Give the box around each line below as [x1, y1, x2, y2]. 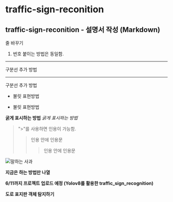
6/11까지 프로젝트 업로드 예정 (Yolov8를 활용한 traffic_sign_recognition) [5, 180, 153, 186]
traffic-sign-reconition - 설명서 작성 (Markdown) [5, 25, 161, 34]
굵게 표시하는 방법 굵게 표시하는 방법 [5, 115, 78, 121]
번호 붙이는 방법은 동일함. [12, 51, 64, 57]
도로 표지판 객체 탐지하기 [5, 191, 55, 197]
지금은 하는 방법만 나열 [5, 169, 50, 175]
